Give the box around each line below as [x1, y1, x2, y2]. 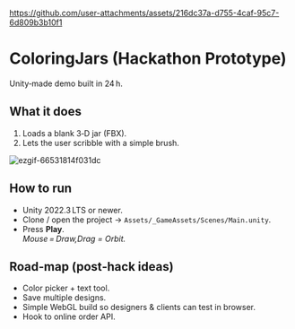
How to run [9, 181, 73, 196]
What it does [9, 104, 82, 119]
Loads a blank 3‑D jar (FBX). [22, 127, 127, 138]
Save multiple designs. [22, 292, 107, 303]
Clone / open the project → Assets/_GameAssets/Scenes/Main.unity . [22, 214, 272, 225]
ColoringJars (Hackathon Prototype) [9, 48, 287, 69]
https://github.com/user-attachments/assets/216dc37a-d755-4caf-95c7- [9, 8, 280, 18]
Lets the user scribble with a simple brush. [22, 137, 179, 148]
